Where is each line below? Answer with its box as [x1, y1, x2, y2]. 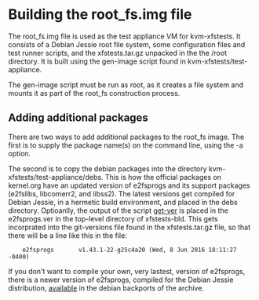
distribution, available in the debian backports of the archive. [8, 283, 204, 292]
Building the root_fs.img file [8, 5, 192, 24]
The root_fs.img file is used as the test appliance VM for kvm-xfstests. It [8, 31, 241, 41]
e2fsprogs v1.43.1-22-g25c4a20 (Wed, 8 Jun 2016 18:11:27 [22, 246, 237, 254]
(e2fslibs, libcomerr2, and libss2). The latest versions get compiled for [8, 188, 235, 198]
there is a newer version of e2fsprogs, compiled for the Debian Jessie [8, 275, 234, 284]
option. [8, 148, 31, 158]
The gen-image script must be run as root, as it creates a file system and [8, 80, 244, 90]
